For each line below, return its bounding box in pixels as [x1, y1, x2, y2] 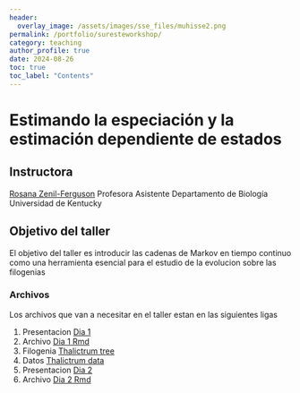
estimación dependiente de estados [9, 129, 282, 149]
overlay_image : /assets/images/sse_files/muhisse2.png [17, 21, 227, 30]
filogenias [9, 266, 47, 278]
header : [9, 13, 39, 22]
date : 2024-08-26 [9, 55, 74, 64]
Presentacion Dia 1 [21, 326, 91, 337]
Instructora [9, 165, 73, 180]
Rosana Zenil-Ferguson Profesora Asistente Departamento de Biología [9, 188, 269, 199]
